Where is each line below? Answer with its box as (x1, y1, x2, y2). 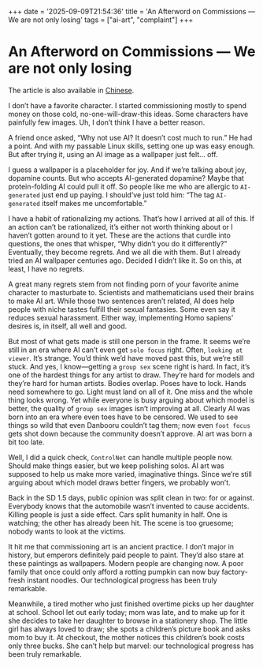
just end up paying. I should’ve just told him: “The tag (42, 189, 215, 200)
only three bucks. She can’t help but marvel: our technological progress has (8, 641, 254, 650)
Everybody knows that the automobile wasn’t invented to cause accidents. (8, 501, 250, 511)
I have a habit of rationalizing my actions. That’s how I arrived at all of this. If (8, 213, 254, 223)
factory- (221, 567, 248, 576)
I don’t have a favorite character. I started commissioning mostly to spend (8, 100, 246, 110)
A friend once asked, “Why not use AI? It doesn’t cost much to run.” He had (8, 133, 253, 142)
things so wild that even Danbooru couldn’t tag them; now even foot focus (8, 420, 250, 429)
